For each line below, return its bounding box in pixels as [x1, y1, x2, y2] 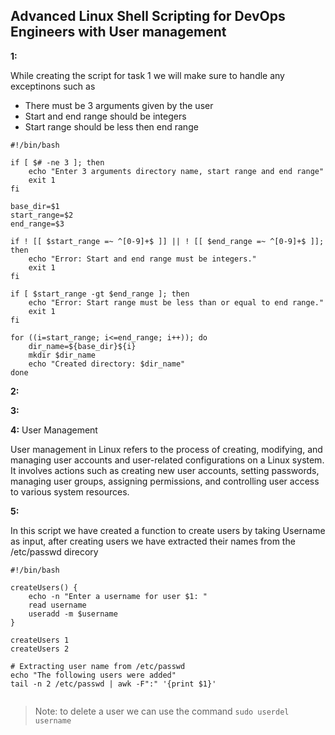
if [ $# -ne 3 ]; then [10, 157, 105, 168]
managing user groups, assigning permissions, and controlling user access [10, 475, 320, 487]
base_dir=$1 [10, 201, 60, 211]
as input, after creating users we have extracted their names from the [10, 535, 296, 547]
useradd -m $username [28, 609, 118, 619]
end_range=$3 [10, 219, 65, 229]
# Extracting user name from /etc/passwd [10, 661, 186, 671]
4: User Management [10, 424, 98, 436]
